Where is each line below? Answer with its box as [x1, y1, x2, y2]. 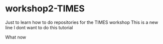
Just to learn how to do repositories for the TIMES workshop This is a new [5, 19, 158, 25]
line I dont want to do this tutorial [5, 24, 73, 30]
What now [5, 34, 27, 40]
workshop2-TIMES [5, 3, 85, 14]
